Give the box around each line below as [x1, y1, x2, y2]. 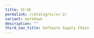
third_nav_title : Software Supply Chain [5, 26, 90, 31]
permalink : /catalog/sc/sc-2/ [5, 12, 67, 17]
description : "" [5, 21, 38, 26]
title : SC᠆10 [5, 7, 31, 12]
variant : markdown [5, 16, 43, 21]
